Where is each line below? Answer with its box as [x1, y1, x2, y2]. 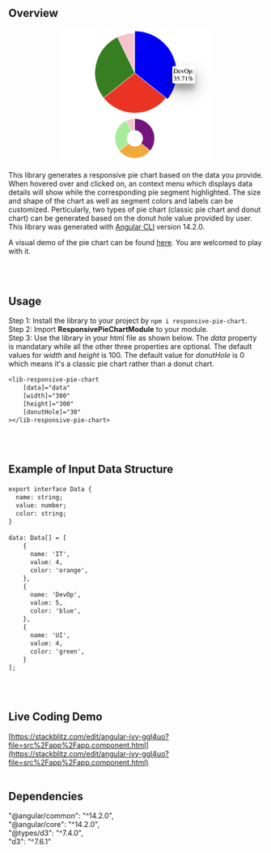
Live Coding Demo [8, 710, 103, 724]
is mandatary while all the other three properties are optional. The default [8, 341, 252, 351]
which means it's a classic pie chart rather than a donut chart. [8, 359, 214, 368]
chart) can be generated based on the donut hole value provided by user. [8, 213, 252, 223]
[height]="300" [23, 399, 74, 408]
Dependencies [8, 789, 83, 803]
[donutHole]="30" [23, 407, 82, 416]
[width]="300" [23, 391, 70, 400]
